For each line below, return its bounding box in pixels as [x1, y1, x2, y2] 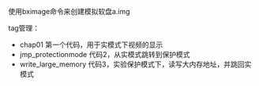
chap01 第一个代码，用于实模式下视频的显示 [19, 40, 163, 49]
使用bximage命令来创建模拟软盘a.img [8, 7, 130, 16]
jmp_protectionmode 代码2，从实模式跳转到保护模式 [19, 50, 190, 59]
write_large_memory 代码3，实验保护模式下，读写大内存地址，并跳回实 [19, 59, 252, 69]
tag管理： [8, 23, 40, 33]
